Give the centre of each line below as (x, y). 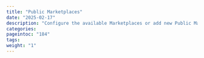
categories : (21, 29)
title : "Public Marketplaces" (45, 12)
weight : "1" (21, 46)
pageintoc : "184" (28, 34)
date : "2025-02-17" (31, 18)
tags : (13, 40)
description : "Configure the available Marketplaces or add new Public (99, 23)
